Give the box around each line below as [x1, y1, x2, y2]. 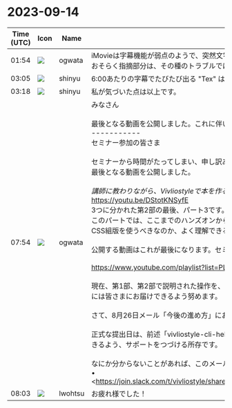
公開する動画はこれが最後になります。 [90, 244, 215, 254]
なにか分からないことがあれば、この [90, 358, 209, 368]
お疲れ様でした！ [90, 389, 147, 398]
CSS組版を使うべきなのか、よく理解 [90, 226, 209, 235]
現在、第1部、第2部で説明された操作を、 [90, 281, 225, 291]
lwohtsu [58, 388, 85, 398]
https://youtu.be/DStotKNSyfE [90, 195, 188, 204]
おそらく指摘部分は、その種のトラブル [90, 61, 216, 70]
